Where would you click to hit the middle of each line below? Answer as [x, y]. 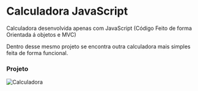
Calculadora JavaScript [67, 11]
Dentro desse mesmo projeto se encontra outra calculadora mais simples [98, 46]
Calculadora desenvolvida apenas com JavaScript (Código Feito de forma [99, 28]
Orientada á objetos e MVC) [41, 34]
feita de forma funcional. [37, 53]
